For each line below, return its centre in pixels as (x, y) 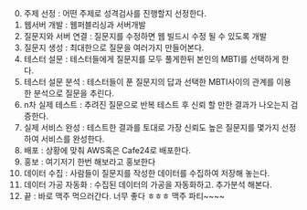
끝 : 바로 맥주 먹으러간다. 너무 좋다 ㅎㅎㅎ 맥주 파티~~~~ (124, 196)
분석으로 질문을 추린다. (74, 93)
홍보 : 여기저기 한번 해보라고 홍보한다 (90, 162)
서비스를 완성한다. (73, 139)
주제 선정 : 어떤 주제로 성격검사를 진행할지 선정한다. (115, 13)
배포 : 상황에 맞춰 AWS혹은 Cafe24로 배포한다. (107, 150)
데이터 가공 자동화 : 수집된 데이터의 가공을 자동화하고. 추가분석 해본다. (148, 184)
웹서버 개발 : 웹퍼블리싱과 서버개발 (85, 25)
